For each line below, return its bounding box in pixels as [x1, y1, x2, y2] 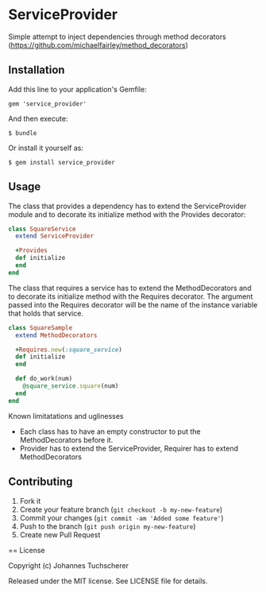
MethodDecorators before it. [19, 435, 114, 444]
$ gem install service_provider [8, 158, 115, 166]
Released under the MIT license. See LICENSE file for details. [8, 576, 208, 586]
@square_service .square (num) [22, 382, 119, 390]
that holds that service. [8, 308, 83, 318]
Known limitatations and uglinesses [8, 411, 124, 420]
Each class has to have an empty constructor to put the [19, 427, 201, 436]
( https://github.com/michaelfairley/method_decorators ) [8, 40, 189, 49]
